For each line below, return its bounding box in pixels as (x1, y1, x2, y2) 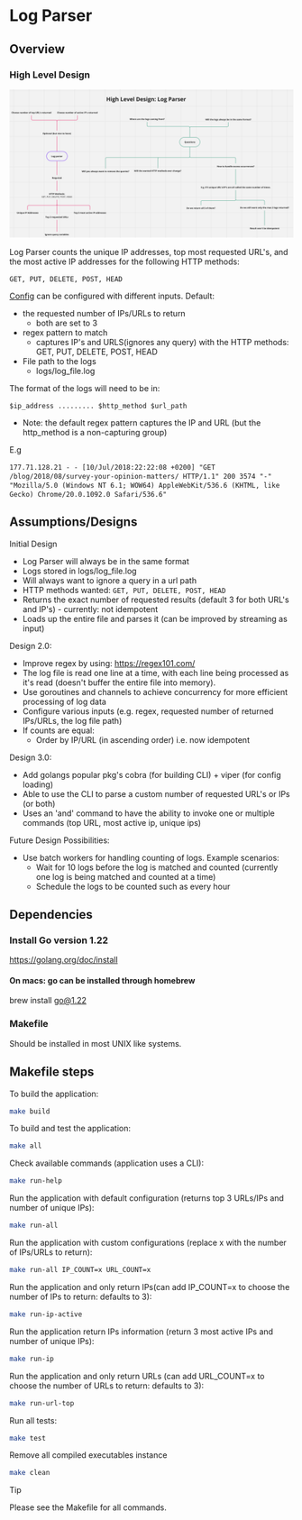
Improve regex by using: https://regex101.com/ (22, 657, 196, 668)
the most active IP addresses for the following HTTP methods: (9, 256, 241, 267)
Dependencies (9, 907, 93, 922)
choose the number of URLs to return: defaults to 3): (9, 1380, 205, 1391)
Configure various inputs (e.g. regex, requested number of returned (22, 705, 274, 717)
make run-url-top (9, 1398, 75, 1407)
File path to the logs (22, 355, 96, 366)
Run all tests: (9, 1415, 57, 1425)
